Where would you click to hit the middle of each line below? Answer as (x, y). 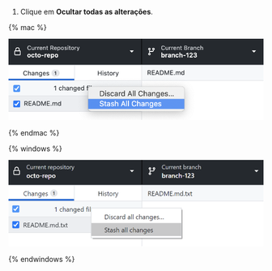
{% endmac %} (34, 133)
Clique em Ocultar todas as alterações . (87, 12)
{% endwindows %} (42, 259)
